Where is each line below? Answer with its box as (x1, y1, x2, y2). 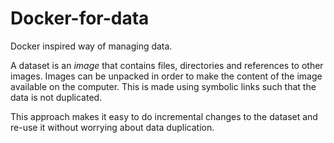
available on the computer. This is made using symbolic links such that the (10, 80, 317, 92)
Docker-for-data (10, 7, 150, 30)
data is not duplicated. (10, 91, 103, 103)
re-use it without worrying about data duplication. (10, 121, 215, 133)
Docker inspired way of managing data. (10, 40, 173, 52)
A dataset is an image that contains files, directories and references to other (10, 59, 324, 71)
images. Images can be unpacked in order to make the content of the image (10, 70, 323, 82)
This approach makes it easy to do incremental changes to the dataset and (10, 110, 318, 122)
